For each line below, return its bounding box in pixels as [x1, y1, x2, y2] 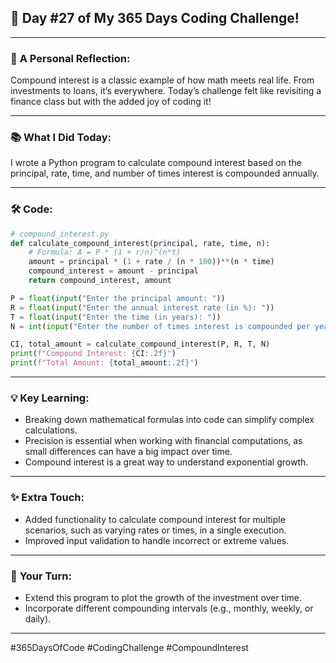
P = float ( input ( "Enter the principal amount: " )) [10, 293, 226, 303]
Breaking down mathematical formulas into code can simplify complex [24, 414, 315, 426]
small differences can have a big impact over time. [24, 446, 233, 458]
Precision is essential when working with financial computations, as [24, 435, 303, 447]
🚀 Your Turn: [10, 569, 72, 583]
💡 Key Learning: [10, 391, 90, 405]
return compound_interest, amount [28, 276, 172, 286]
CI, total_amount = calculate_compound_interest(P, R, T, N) [10, 339, 271, 350]
